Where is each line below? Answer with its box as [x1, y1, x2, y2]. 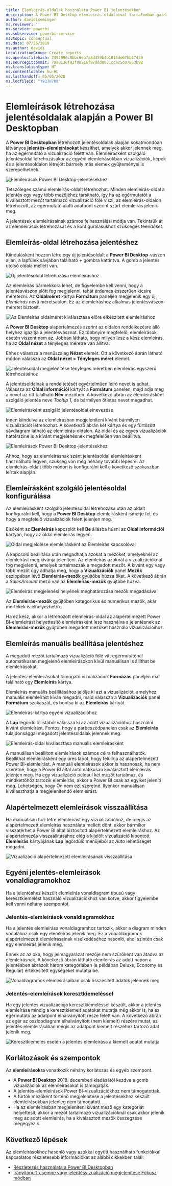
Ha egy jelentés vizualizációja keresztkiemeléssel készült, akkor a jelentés [6, 1002, 162, 1008]
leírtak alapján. [6, 469, 37, 475]
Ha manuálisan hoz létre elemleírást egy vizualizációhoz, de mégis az [6, 816, 152, 822]
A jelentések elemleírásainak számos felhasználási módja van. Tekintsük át [6, 218, 163, 224]
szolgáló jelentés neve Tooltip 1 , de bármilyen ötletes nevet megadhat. [6, 397, 154, 403]
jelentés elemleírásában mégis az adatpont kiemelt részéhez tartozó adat [6, 1024, 160, 1030]
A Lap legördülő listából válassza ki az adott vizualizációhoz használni [6, 720, 154, 726]
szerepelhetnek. [6, 167, 40, 173]
